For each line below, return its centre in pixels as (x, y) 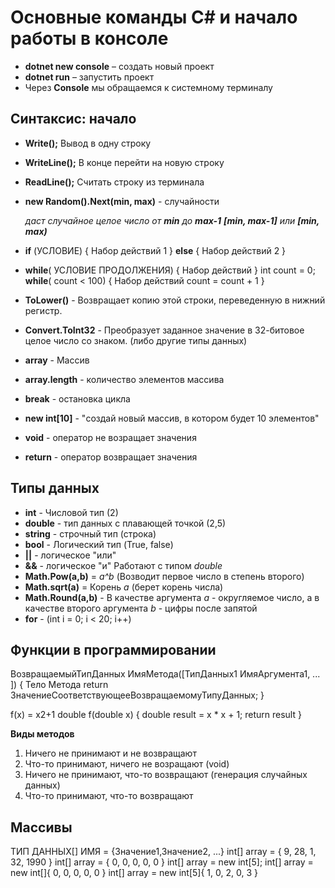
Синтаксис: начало (73, 119)
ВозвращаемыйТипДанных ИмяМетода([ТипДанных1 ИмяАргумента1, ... (165, 674)
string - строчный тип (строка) (90, 533)
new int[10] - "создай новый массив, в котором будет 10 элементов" (172, 418)
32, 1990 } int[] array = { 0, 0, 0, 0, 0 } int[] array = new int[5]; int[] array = (162, 862)
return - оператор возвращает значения (111, 457)
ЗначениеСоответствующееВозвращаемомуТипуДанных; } (137, 695)
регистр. (43, 310)
